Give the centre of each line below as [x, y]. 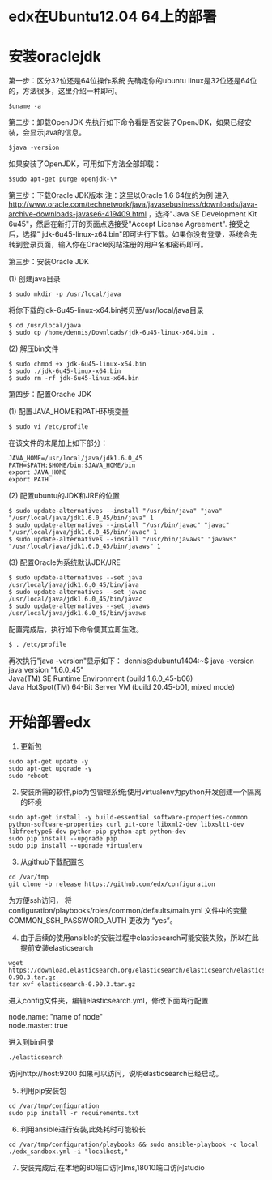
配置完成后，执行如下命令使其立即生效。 [76, 630]
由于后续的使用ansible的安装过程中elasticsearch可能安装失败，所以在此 [139, 938]
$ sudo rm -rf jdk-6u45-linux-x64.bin [74, 378]
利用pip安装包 [43, 1091]
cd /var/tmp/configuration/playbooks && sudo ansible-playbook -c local [134, 1145]
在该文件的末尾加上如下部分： [58, 443]
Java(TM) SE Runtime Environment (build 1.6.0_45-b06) [101, 678]
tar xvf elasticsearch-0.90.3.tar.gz [72, 985]
